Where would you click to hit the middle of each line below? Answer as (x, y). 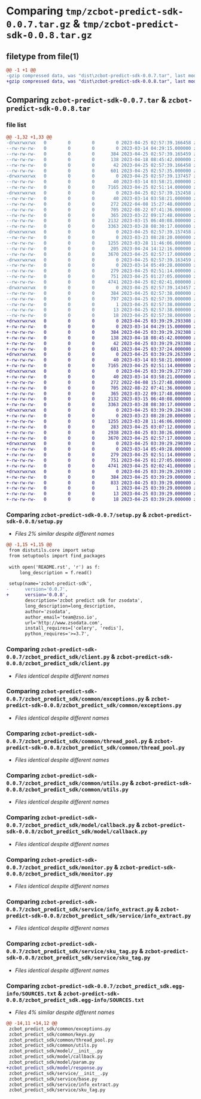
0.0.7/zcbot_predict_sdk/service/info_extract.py (80, 909)
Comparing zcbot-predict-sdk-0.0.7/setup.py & (77, 515)
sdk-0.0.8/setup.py (34, 521)
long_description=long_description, (71, 606)
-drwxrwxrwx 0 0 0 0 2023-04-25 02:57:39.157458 (99, 232)
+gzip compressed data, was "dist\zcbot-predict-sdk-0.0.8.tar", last (96, 81)
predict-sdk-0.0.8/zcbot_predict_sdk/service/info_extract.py (99, 916)
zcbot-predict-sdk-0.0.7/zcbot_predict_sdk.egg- (113, 986)
